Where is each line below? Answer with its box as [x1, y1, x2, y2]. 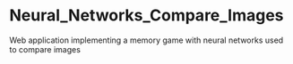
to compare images [9, 44, 81, 54]
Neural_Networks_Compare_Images [9, 5, 284, 26]
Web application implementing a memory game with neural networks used [9, 35, 284, 45]
